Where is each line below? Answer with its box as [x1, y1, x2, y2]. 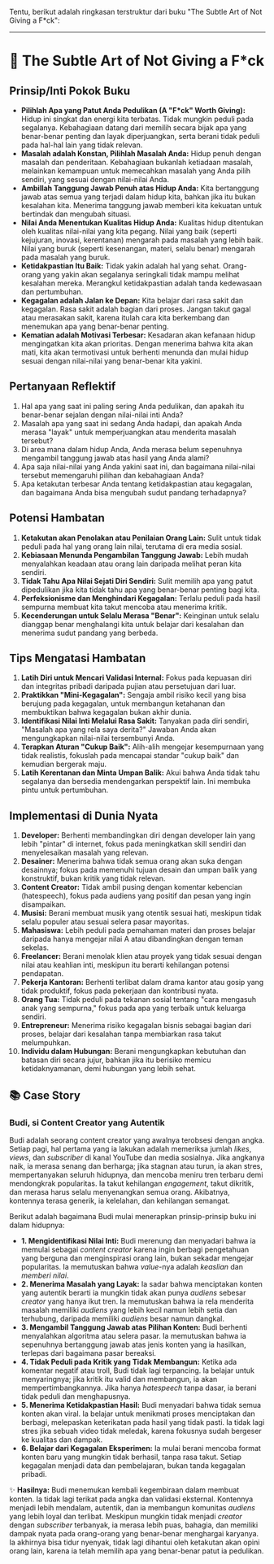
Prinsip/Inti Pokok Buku [9, 84, 131, 98]
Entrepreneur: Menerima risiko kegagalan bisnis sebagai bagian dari [20, 1021, 251, 1030]
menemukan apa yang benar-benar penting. [20, 321, 169, 331]
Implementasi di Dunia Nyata [9, 808, 159, 822]
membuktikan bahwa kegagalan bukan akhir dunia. [20, 708, 192, 717]
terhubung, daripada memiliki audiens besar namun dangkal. [20, 1313, 225, 1323]
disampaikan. [20, 900, 67, 909]
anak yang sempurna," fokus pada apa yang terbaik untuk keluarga [20, 1004, 246, 1013]
